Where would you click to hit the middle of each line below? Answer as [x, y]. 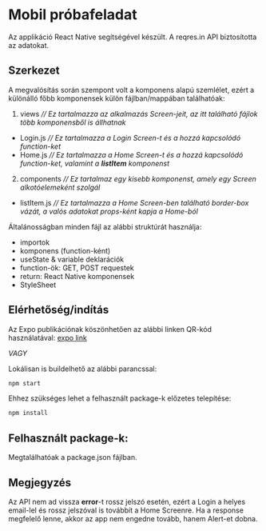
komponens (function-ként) [65, 250]
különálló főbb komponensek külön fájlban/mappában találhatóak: [117, 98]
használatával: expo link [48, 337]
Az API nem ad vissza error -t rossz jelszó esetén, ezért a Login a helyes [127, 501]
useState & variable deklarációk [72, 259]
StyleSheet [38, 285]
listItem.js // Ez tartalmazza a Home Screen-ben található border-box [134, 202]
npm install [28, 413]
